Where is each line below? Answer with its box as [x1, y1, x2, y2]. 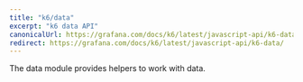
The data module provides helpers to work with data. [9, 63, 206, 74]
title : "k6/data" [9, 13, 75, 23]
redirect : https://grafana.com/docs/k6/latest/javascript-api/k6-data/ [9, 38, 284, 48]
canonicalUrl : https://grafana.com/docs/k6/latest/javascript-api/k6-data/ [9, 30, 300, 39]
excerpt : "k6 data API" [9, 22, 99, 31]
